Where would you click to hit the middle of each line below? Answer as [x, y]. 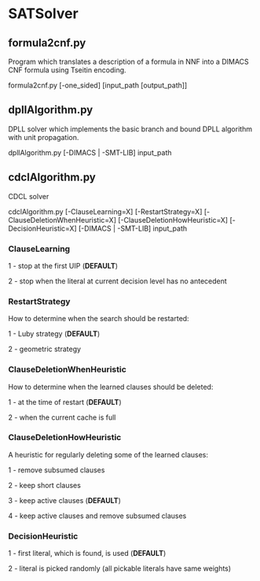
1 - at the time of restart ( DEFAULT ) [65, 402]
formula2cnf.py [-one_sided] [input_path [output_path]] [98, 85]
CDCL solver [29, 196]
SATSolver [43, 14]
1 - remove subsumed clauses [57, 470]
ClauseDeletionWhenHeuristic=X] [62, 220]
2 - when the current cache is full [62, 417]
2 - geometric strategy [44, 349]
